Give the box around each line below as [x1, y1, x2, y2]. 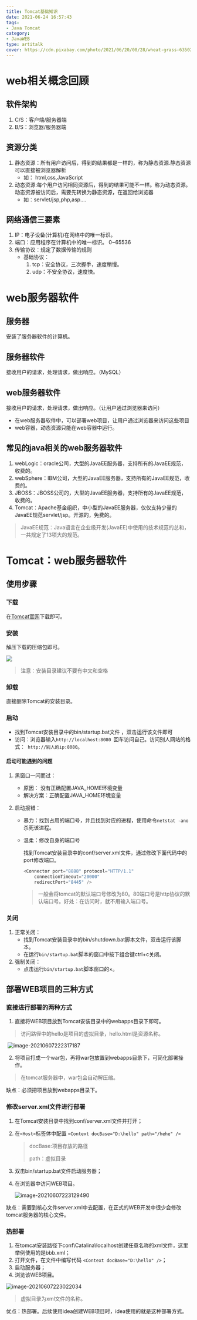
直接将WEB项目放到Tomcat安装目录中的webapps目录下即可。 [14, 1018, 164, 1025]
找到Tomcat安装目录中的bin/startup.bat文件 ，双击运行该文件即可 [14, 728, 173, 735]
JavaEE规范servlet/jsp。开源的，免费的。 [14, 511, 115, 518]
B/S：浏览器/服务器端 [14, 123, 67, 130]
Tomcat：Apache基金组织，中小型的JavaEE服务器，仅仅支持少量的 [14, 504, 177, 511]
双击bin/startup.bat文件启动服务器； [14, 1167, 103, 1175]
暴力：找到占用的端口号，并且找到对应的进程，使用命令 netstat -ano [23, 817, 189, 824]
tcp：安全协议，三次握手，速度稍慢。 [32, 261, 123, 268]
